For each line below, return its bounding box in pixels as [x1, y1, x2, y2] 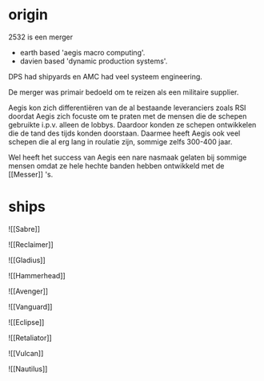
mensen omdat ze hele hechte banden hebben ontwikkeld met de [8, 160, 225, 170]
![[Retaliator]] [8, 333, 52, 342]
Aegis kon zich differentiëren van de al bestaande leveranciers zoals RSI [8, 103, 246, 112]
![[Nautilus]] [8, 363, 48, 374]
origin [8, 6, 48, 24]
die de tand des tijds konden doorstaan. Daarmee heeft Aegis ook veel [8, 128, 241, 138]
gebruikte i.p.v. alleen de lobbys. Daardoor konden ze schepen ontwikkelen [8, 120, 257, 129]
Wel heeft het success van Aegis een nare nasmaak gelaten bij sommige [8, 152, 247, 162]
